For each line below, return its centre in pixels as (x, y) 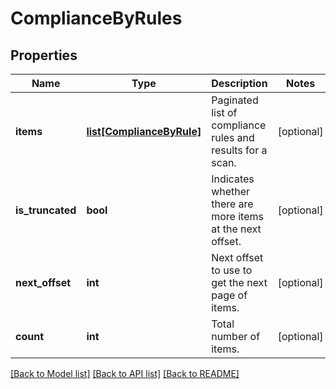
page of (229, 295)
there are (232, 204)
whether (231, 191)
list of (224, 112)
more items (237, 216)
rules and (233, 137)
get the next (239, 282)
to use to (232, 270)
